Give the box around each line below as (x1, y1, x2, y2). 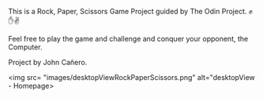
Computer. (8, 42, 43, 52)
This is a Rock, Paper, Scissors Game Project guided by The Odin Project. (8, 7, 247, 16)
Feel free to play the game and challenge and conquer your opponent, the (8, 34, 249, 43)
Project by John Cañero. (8, 58, 88, 67)
